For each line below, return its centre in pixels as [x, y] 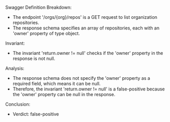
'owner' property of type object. [46, 33]
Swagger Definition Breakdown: [39, 7]
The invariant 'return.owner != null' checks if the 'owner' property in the [88, 53]
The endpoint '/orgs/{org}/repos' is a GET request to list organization [85, 17]
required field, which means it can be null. [56, 84]
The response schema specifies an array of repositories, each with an [86, 28]
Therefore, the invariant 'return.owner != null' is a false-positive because [89, 89]
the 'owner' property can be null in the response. [64, 94]
